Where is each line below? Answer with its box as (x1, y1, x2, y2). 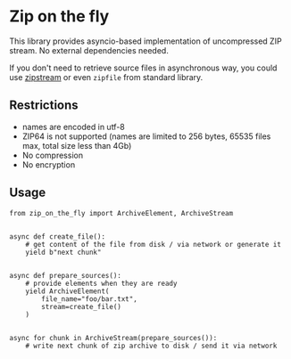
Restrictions (9, 98, 79, 113)
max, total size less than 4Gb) (21, 140, 132, 151)
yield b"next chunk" (25, 248, 102, 257)
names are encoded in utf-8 (21, 121, 125, 132)
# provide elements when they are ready (25, 279, 178, 288)
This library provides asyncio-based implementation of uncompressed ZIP (9, 36, 283, 46)
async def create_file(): (9, 232, 105, 241)
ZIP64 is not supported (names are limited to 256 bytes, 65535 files (21, 131, 271, 142)
